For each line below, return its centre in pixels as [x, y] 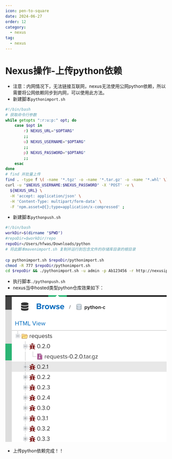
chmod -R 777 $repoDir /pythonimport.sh [48, 265]
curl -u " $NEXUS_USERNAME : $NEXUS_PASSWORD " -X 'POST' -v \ [70, 185]
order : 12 [16, 22]
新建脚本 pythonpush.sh [37, 217]
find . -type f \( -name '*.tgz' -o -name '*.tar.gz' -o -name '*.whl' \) [87, 180]
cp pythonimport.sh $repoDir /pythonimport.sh [55, 260]
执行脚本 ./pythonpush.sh [39, 281]
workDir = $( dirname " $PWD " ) [34, 233]
